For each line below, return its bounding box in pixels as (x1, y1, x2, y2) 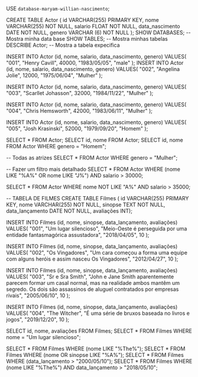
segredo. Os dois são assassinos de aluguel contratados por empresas (6, 286, 179, 292)
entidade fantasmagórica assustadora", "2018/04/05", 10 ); (6, 232, 150, 238)
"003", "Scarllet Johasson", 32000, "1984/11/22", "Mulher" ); (6, 90, 154, 96)
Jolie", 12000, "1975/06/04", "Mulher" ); (6, 72, 103, 79)
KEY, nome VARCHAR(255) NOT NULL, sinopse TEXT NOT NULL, (6, 201, 165, 208)
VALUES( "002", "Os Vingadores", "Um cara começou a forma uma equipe (6, 249, 188, 256)
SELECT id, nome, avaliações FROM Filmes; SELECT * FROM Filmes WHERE (6, 327, 192, 334)
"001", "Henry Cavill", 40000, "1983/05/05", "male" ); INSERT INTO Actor (6, 59, 184, 66)
